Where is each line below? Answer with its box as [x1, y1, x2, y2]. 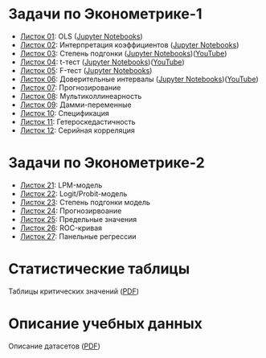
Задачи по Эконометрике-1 [8, 5, 203, 23]
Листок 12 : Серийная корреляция [19, 126, 135, 135]
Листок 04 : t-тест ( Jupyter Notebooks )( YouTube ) [19, 57, 185, 67]
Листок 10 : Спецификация [19, 108, 110, 117]
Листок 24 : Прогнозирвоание [19, 206, 122, 216]
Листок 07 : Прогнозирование [19, 82, 121, 93]
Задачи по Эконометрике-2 [8, 154, 205, 172]
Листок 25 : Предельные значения [19, 214, 137, 224]
